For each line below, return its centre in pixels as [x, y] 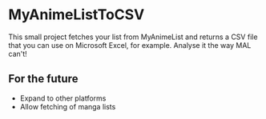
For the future [43, 79]
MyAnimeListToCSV [77, 15]
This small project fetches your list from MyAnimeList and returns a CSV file [133, 37]
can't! [18, 54]
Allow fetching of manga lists [68, 106]
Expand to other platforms [63, 98]
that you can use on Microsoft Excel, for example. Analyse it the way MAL [130, 45]
